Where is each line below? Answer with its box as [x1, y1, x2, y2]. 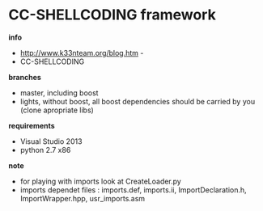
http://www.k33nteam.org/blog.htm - [19, 48, 144, 57]
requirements [8, 120, 55, 130]
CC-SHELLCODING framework [8, 6, 216, 24]
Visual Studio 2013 [19, 136, 83, 146]
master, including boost [19, 87, 99, 98]
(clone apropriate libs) [19, 105, 95, 115]
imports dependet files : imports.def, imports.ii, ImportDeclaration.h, [19, 184, 247, 195]
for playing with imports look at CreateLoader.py [19, 176, 182, 186]
